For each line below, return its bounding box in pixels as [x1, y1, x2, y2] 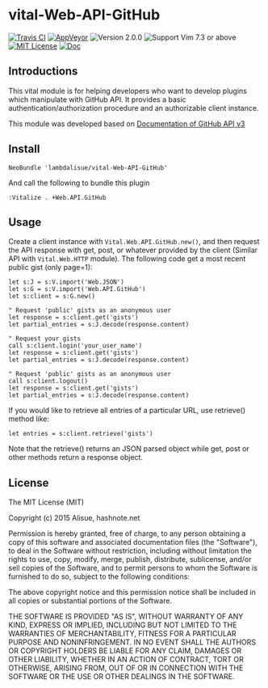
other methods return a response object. [8, 453, 144, 462]
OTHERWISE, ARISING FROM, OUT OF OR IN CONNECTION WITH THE [8, 663, 244, 673]
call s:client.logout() [8, 378, 89, 386]
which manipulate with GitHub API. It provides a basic [8, 95, 187, 104]
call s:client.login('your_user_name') [8, 342, 143, 350]
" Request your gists [8, 335, 82, 343]
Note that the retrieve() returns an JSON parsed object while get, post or [8, 444, 249, 454]
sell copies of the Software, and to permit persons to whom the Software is [8, 563, 258, 573]
